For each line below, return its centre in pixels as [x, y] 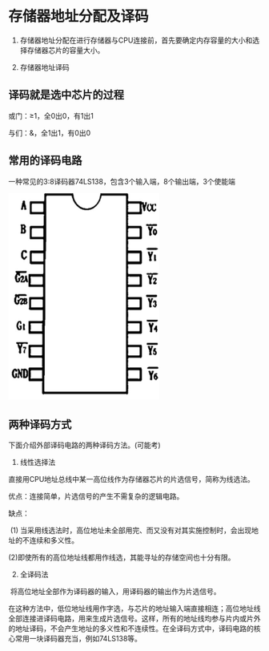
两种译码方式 [40, 425]
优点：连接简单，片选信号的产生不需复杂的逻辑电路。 [96, 496]
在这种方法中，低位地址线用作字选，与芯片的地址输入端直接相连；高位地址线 [134, 609]
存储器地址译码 [44, 67]
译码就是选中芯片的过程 [66, 95]
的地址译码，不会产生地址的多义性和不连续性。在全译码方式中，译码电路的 [131, 629]
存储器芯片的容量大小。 [66, 50]
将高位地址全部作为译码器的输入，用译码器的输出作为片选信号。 [115, 592]
